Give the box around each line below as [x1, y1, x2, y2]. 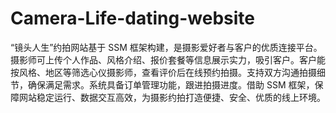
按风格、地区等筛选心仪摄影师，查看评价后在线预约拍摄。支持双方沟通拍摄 [10, 66, 317, 78]
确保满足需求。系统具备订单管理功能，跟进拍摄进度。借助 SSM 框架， [27, 78, 315, 91]
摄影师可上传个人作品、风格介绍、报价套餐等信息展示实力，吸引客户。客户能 [10, 53, 326, 66]
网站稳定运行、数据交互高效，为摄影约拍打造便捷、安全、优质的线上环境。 [18, 91, 326, 103]
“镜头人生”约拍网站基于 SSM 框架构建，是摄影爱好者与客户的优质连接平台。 [10, 41, 323, 53]
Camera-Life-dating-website [10, 7, 255, 30]
